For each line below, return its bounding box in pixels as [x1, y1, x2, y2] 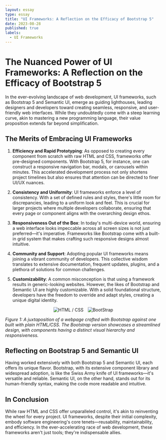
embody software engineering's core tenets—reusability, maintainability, [5, 419, 153, 425]
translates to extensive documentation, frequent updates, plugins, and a [12, 261, 160, 267]
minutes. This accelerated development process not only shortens [12, 169, 148, 175]
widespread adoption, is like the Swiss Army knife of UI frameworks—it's [5, 370, 154, 376]
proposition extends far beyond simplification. [5, 120, 99, 126]
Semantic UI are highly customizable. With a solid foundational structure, [12, 287, 161, 293]
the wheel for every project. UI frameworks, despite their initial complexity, [5, 414, 158, 420]
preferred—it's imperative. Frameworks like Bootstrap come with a [12, 230, 148, 236]
